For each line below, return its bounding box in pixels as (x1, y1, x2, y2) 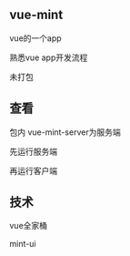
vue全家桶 (9, 220, 48, 231)
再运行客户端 (9, 165, 57, 176)
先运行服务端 (9, 146, 57, 157)
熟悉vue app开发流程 (9, 52, 88, 63)
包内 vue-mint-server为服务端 (9, 127, 121, 138)
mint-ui (9, 239, 36, 250)
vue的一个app (9, 32, 62, 44)
